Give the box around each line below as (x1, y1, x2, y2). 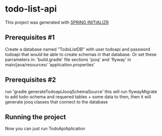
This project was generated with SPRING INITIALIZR (5, 19, 109, 25)
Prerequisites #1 (5, 33, 55, 42)
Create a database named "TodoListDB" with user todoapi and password (5, 46, 150, 52)
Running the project (5, 113, 66, 121)
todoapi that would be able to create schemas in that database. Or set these (5, 51, 157, 57)
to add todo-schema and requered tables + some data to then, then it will (5, 93, 151, 100)
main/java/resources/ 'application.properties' (5, 61, 96, 67)
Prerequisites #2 (5, 76, 56, 84)
